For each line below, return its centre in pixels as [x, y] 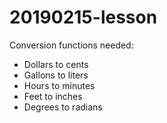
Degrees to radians [63, 107]
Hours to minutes [59, 85]
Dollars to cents [56, 64]
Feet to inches [53, 96]
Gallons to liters [56, 75]
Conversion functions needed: [71, 45]
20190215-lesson [83, 17]
